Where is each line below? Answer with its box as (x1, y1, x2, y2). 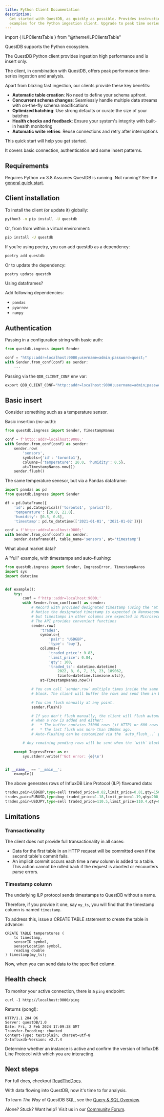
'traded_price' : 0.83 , (48, 650, 95, 655)
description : (5, 12, 32, 17)
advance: (5, 921, 24, 927)
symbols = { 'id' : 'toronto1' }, (22, 455, 82, 460)
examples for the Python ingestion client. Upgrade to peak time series (9, 21, 161, 26)
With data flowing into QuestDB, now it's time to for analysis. (5, 1088, 127, 1093)
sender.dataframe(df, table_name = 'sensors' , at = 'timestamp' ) (14, 537, 141, 542)
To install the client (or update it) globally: (5, 207, 89, 213)
